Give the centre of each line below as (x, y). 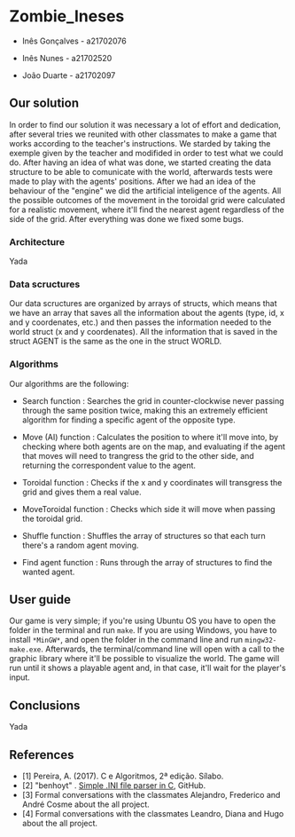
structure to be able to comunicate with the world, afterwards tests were (141, 171)
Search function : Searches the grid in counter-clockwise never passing (153, 400)
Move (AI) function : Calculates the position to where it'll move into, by (150, 437)
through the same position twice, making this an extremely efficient (145, 410)
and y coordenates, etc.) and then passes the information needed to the (140, 322)
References (42, 755)
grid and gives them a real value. (82, 492)
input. (20, 677)
